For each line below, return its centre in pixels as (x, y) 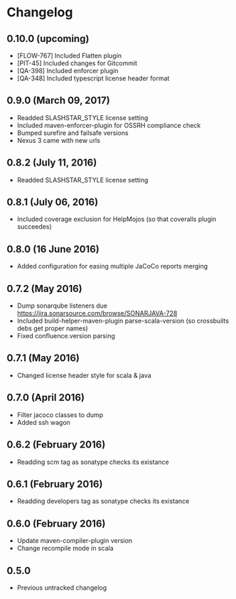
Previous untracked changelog (62, 588)
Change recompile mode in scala (65, 549)
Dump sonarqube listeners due (62, 306)
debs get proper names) (52, 328)
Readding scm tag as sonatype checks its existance (93, 462)
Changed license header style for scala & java (84, 375)
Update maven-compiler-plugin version (75, 541)
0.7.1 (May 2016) (43, 358)
